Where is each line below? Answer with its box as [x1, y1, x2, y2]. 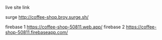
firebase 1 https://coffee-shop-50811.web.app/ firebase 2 [5, 24, 125, 30]
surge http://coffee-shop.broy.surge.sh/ [5, 14, 89, 20]
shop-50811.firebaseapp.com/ [5, 29, 69, 35]
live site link [5, 5, 30, 10]
